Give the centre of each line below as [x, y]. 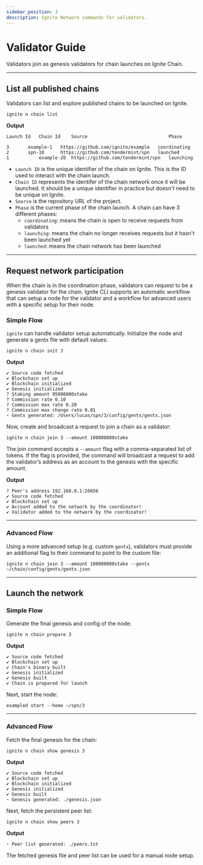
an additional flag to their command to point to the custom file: [84, 552]
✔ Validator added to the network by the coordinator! [77, 512]
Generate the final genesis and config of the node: [69, 624]
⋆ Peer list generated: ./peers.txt [52, 844]
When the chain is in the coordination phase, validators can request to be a [100, 285]
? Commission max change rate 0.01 [51, 410]
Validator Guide [46, 47]
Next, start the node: [32, 695]
